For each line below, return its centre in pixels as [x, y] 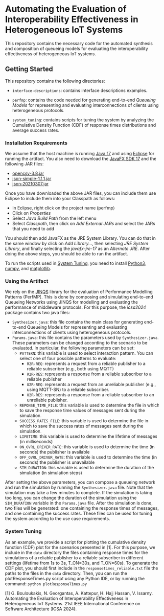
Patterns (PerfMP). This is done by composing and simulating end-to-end [79, 297]
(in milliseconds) [36, 442]
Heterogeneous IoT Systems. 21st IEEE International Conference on [73, 603]
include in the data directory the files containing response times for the [77, 552]
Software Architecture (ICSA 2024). [41, 609]
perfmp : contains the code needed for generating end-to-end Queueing [84, 100]
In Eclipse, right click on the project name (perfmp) [63, 208]
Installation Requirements [36, 143]
